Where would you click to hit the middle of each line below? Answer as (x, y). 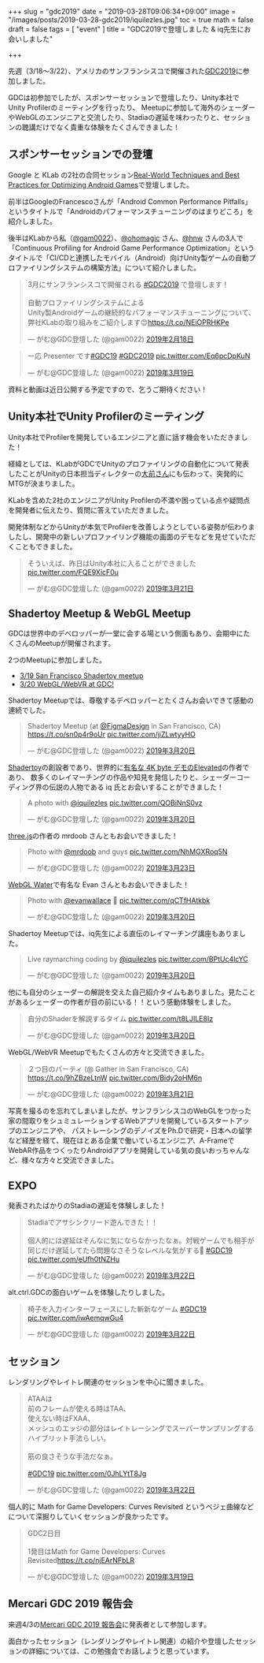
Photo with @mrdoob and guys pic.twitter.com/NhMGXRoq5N (127, 852)
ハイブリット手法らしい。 (69, 1438)
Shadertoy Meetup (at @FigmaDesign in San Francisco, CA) (124, 726)
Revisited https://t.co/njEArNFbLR (81, 1560)
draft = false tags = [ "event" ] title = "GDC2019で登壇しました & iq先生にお (130, 29)
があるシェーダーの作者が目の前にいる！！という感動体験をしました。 (122, 1002)
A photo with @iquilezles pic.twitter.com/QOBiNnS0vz (115, 803)
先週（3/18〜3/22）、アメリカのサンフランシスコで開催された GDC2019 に (126, 71)
